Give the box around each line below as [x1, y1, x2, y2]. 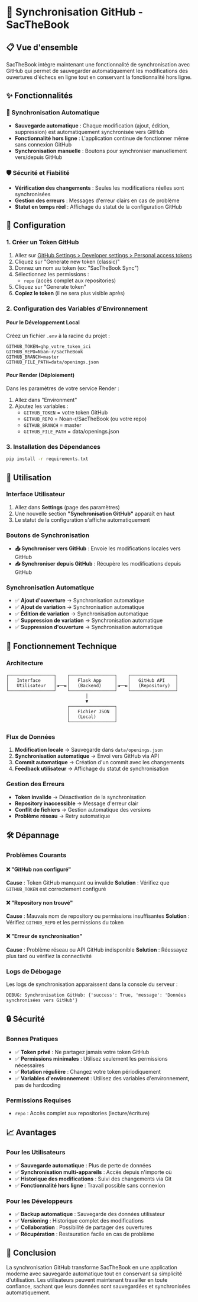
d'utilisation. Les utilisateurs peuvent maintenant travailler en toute [6, 1276, 168, 1283]
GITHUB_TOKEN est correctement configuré [6, 886, 106, 893]
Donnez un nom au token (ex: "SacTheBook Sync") [14, 264, 139, 272]
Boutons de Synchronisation [6, 531, 90, 539]
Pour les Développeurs [6, 1197, 73, 1205]
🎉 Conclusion [6, 1248, 56, 1258]
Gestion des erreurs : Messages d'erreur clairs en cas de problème [14, 197, 180, 204]
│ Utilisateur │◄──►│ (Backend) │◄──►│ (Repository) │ [6, 683, 178, 689]
